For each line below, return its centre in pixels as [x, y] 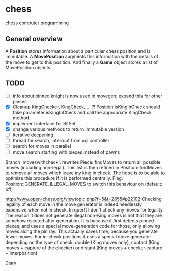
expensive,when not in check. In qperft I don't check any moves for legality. [85, 210]
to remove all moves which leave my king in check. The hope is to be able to [85, 173]
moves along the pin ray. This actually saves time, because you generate [81, 231]
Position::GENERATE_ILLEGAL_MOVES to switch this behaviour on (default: [84, 184]
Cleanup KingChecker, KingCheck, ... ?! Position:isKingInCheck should [86, 107]
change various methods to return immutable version [68, 129]
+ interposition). [22, 253]
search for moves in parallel [42, 146]
